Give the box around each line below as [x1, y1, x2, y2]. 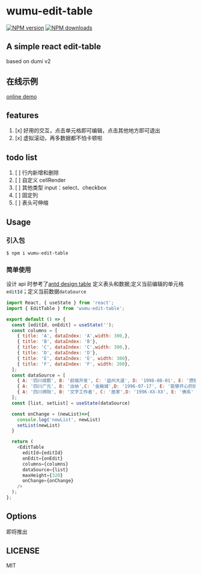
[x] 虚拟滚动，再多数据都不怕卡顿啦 [14, 134, 103, 142]
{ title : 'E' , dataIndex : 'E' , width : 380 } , [17, 355, 130, 362]
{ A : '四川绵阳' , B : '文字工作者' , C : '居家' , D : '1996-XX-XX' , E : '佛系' [17, 389, 194, 395]
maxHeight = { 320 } [22, 472, 63, 478]
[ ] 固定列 [14, 191, 38, 199]
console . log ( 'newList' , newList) [17, 416, 101, 422]
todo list [6, 152, 38, 162]
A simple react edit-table [6, 42, 101, 52]
